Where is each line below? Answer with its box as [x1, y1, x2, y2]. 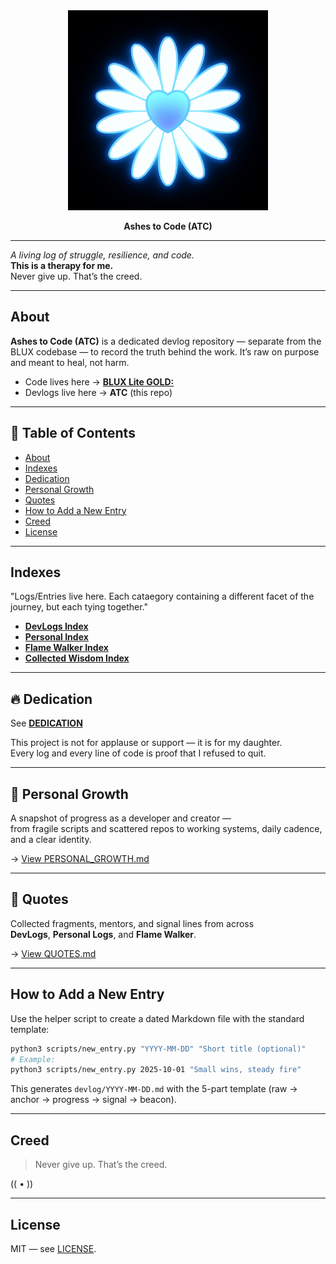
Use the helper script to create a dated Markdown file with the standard [10, 1012, 305, 1024]
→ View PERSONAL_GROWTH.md [10, 853, 150, 865]
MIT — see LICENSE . [10, 1242, 97, 1254]
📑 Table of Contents [10, 425, 136, 442]
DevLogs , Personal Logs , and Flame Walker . [10, 928, 197, 940]
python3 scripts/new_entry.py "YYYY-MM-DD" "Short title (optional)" [10, 1044, 307, 1054]
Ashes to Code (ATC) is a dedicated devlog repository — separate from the [10, 335, 322, 347]
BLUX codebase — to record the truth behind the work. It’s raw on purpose [10, 345, 320, 358]
